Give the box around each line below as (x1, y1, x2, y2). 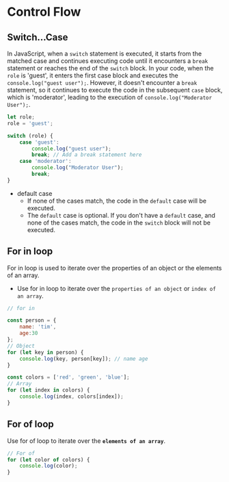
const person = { (7, 317, 57, 324)
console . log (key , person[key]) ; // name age (19, 355, 148, 362)
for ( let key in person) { (7, 348, 84, 356)
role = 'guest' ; (7, 120, 53, 127)
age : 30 (19, 330, 38, 337)
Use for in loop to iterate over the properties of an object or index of (16, 284, 217, 292)
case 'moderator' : (19, 158, 72, 165)
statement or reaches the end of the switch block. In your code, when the (7, 64, 214, 72)
